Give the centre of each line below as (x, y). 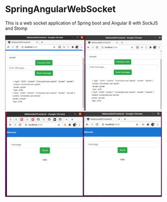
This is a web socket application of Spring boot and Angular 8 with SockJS (82, 23)
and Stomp (16, 28)
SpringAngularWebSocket (60, 9)
